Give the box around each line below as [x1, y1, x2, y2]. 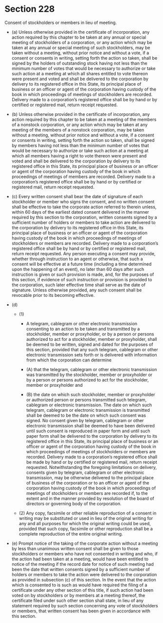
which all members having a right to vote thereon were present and [11, 153, 147, 158]
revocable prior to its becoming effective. [11, 292, 95, 298]
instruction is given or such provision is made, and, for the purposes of [11, 271, 154, 277]
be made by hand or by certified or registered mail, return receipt [26, 459, 157, 465]
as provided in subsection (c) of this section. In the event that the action [11, 577, 157, 582]
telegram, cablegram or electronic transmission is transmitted [26, 407, 150, 413]
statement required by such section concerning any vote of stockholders [11, 602, 158, 608]
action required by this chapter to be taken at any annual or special [11, 34, 146, 40]
